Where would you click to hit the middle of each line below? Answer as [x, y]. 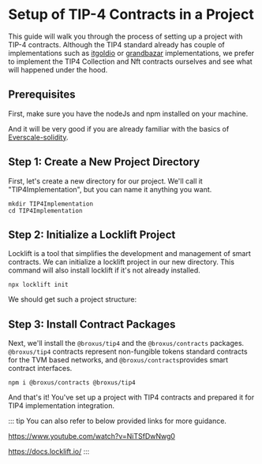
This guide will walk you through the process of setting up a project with [125, 36]
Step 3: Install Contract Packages [92, 324]
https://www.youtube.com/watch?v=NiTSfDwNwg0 [92, 436]
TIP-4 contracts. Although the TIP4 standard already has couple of [116, 44]
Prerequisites [42, 95]
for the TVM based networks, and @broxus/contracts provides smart [118, 360]
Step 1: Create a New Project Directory [104, 162]
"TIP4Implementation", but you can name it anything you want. [110, 189]
